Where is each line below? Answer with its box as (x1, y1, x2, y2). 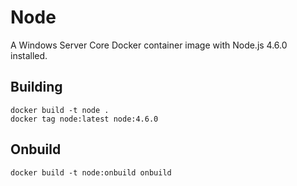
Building (10, 79, 63, 96)
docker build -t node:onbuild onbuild (10, 167, 172, 178)
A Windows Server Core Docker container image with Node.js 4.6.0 (10, 39, 288, 51)
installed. (10, 49, 48, 61)
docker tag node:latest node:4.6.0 (10, 114, 159, 124)
